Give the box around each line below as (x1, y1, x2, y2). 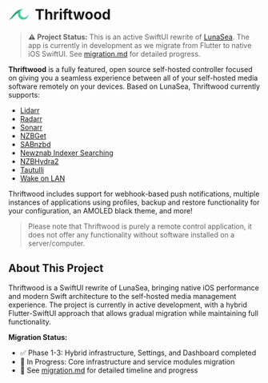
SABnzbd (19, 139, 51, 149)
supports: (8, 90, 40, 99)
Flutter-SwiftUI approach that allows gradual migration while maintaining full (8, 308, 258, 317)
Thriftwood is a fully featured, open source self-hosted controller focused (8, 64, 254, 74)
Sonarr (19, 122, 43, 132)
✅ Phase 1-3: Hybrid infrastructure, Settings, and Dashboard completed (19, 348, 257, 357)
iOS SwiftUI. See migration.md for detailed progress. (27, 49, 201, 58)
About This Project (8, 261, 104, 275)
